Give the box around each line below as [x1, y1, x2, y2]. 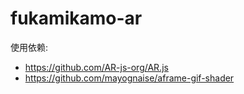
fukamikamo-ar [10, 7, 143, 30]
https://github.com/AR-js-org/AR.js [24, 61, 169, 73]
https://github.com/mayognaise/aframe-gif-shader [24, 72, 235, 84]
